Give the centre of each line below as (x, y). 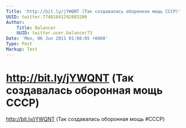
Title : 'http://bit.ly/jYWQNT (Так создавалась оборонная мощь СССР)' (94, 11)
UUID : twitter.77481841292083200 (47, 17)
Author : (15, 22)
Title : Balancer (36, 28)
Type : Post (19, 44)
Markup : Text (22, 49)
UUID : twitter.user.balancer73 (55, 33)
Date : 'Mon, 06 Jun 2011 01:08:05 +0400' (57, 38)
